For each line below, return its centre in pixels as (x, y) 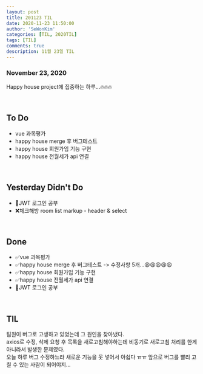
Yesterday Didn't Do (45, 188)
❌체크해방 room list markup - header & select (71, 210)
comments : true (25, 46)
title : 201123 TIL (29, 18)
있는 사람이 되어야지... (45, 365)
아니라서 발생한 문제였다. (35, 350)
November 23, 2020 (37, 72)
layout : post (23, 12)
